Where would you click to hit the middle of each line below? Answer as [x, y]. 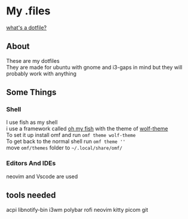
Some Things [31, 92]
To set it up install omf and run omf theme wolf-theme [71, 135]
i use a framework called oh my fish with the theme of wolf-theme [87, 129]
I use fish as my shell [32, 122]
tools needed [31, 195]
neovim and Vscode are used [42, 176]
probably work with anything [41, 74]
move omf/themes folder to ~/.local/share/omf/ [64, 148]
